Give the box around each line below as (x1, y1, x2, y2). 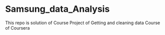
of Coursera (5, 25, 30, 31)
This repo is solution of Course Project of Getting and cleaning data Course (5, 20, 160, 26)
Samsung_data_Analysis (5, 3, 110, 15)
